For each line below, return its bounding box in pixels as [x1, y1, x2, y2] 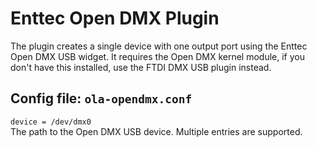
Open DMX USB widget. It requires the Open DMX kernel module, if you [10, 50, 305, 62]
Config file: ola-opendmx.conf [10, 90, 193, 107]
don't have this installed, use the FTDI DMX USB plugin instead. [10, 61, 272, 73]
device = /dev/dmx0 [10, 117, 92, 127]
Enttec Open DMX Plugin [10, 7, 220, 30]
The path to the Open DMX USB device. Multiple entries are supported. [10, 125, 303, 137]
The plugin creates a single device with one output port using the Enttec [10, 40, 308, 52]
